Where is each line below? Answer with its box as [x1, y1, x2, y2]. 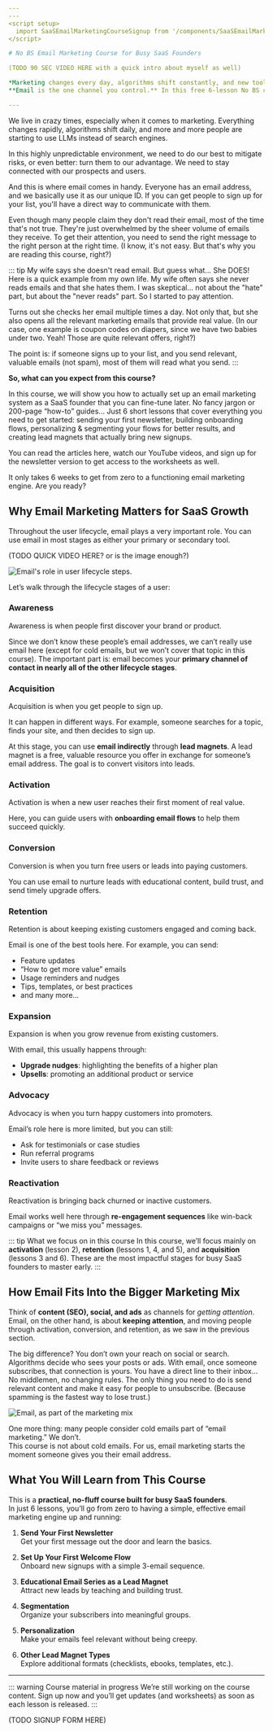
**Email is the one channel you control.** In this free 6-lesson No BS [8, 86, 260, 94]
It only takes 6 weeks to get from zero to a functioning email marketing [8, 472, 245, 482]
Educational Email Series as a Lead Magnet [19, 1577, 169, 1586]
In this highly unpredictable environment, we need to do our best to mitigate [8, 148, 262, 159]
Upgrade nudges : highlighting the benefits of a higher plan [19, 1061, 218, 1070]
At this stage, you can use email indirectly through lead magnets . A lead [8, 741, 253, 751]
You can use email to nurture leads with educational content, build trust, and [8, 877, 264, 886]
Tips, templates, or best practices [19, 982, 133, 991]
